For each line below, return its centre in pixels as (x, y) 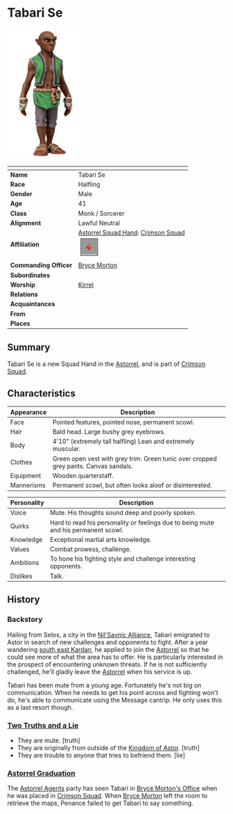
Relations (24, 294)
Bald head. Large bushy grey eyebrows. (109, 432)
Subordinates (30, 275)
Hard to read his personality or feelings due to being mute (132, 522)
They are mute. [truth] (49, 741)
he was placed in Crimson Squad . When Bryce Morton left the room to (107, 796)
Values (20, 549)
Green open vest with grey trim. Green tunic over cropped (135, 458)
